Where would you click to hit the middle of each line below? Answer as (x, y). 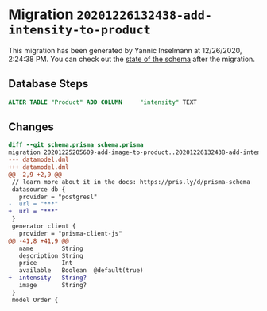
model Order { (35, 300)
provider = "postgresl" (58, 197)
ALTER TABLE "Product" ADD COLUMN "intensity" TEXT (103, 102)
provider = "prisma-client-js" (71, 233)
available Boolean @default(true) (81, 271)
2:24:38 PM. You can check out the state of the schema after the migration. (132, 59)
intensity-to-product (79, 30)
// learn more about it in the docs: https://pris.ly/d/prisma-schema (131, 182)
